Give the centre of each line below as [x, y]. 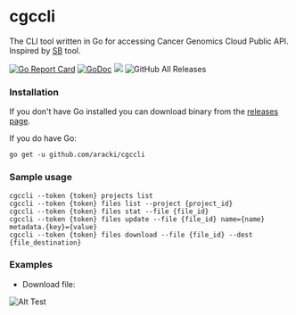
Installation [34, 92]
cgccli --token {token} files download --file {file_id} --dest [131, 235]
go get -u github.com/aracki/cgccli [77, 155]
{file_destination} [45, 243]
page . [20, 121]
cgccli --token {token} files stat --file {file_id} [109, 211]
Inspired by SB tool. [45, 50]
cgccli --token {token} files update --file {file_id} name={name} [137, 219]
